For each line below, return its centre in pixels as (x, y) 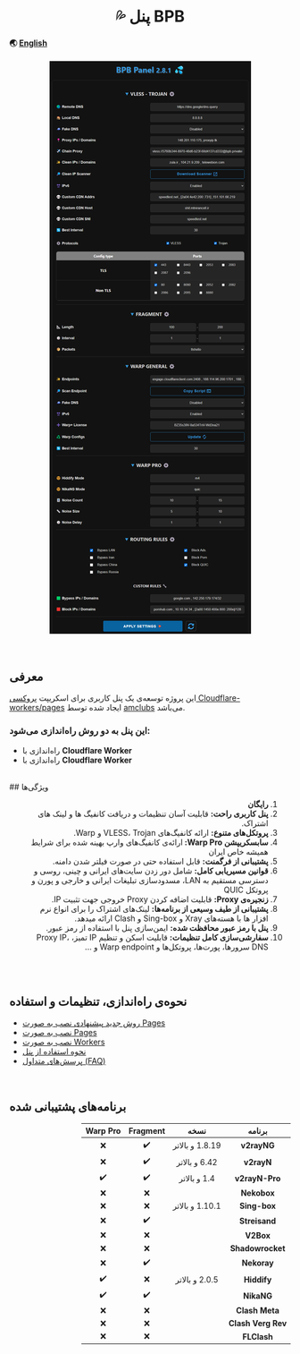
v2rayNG (258, 1145)
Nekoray (258, 1263)
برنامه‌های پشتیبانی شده (68, 1107)
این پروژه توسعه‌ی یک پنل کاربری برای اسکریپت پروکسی (103, 698)
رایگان (258, 804)
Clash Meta (258, 1311)
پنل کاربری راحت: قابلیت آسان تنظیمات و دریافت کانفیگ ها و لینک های (153, 813)
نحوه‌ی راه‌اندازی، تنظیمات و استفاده (98, 1001)
